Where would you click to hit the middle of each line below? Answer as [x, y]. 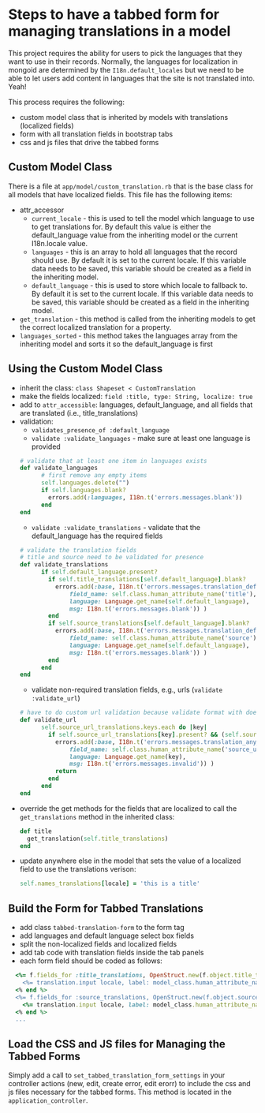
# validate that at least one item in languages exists [113, 461]
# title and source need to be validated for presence [112, 558]
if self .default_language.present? [99, 572]
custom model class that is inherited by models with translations [124, 117]
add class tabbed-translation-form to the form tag [102, 928]
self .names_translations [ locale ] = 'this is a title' [110, 884]
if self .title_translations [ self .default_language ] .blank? [147, 580]
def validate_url [48, 720]
